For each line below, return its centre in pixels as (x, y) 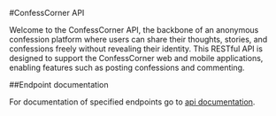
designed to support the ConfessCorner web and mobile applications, (136, 58)
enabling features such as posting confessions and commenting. (127, 67)
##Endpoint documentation (59, 85)
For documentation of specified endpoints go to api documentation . (132, 102)
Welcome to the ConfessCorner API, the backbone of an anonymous (134, 30)
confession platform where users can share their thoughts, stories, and (138, 39)
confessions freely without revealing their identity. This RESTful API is (136, 49)
